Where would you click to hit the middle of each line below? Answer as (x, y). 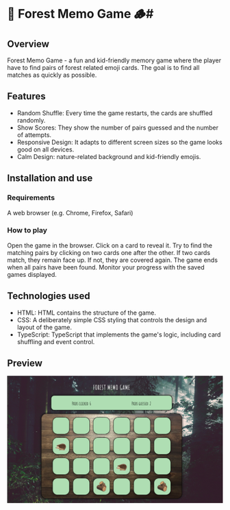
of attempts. (34, 134)
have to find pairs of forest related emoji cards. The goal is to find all (103, 68)
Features (26, 96)
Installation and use (50, 179)
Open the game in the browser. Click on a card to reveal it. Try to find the (110, 245)
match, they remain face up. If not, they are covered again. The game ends (112, 260)
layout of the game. (44, 327)
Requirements (31, 198)
